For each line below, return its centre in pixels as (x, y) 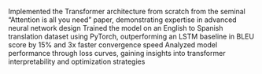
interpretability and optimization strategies (77, 61)
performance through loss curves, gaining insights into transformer (117, 53)
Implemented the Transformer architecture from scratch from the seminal (127, 11)
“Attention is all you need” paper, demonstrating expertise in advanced (123, 20)
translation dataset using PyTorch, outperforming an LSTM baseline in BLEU (131, 36)
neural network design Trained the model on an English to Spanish (116, 28)
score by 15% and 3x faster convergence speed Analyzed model (113, 45)
